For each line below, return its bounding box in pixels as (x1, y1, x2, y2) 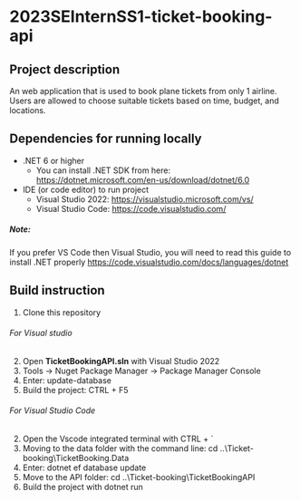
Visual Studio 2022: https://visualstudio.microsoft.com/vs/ (35, 193, 254, 205)
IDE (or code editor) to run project (22, 184, 150, 195)
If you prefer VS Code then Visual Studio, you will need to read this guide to (9, 246, 292, 257)
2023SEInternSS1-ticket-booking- (9, 6, 273, 27)
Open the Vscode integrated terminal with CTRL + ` (22, 433, 214, 444)
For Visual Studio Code (9, 405, 96, 416)
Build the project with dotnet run (22, 482, 143, 492)
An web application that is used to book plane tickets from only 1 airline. (9, 86, 277, 96)
